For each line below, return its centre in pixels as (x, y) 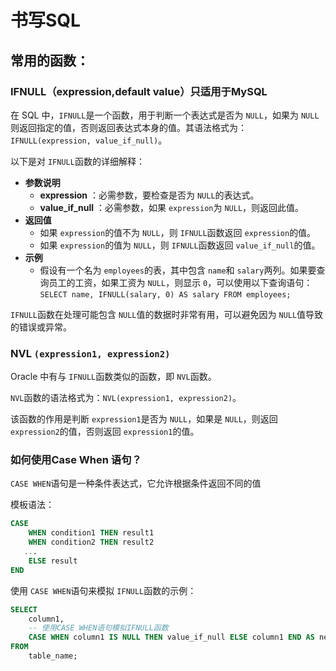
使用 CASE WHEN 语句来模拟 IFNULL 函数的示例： (103, 590)
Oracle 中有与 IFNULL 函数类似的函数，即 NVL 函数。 (113, 377)
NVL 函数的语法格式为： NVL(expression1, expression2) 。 (126, 398)
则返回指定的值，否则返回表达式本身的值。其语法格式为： (128, 127)
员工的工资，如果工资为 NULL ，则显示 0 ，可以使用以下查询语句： (180, 282)
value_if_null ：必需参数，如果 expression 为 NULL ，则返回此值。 (172, 207)
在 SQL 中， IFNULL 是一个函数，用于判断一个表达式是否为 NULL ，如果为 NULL (165, 115)
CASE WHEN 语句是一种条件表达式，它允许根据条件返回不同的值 (136, 483)
